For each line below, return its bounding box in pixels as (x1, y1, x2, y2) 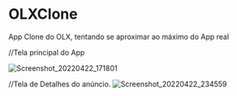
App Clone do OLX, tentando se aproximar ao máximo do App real (8, 32, 230, 41)
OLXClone (8, 5, 79, 24)
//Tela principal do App (8, 47, 85, 57)
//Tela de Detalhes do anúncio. (8, 79, 111, 89)
